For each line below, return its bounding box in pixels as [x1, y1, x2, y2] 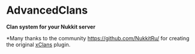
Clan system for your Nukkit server [6, 23, 96, 30]
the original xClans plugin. [6, 41, 71, 48]
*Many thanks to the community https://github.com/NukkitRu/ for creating [6, 34, 190, 42]
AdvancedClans [6, 4, 88, 17]
